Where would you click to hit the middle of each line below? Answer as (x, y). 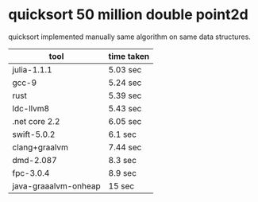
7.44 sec (125, 147)
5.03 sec (125, 69)
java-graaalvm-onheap (56, 186)
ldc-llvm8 (31, 108)
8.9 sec (123, 173)
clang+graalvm (40, 147)
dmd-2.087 (35, 160)
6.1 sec (123, 134)
